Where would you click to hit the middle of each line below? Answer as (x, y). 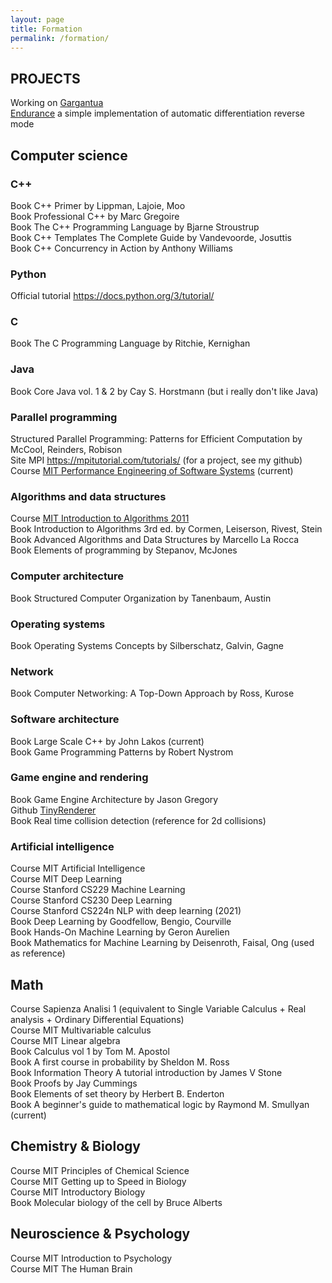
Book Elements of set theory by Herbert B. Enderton (117, 1093)
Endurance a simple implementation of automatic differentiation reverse (157, 113)
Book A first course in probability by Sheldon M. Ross (120, 1062)
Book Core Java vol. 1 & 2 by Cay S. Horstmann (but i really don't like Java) (164, 391)
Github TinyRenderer (53, 810)
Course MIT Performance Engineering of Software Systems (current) (152, 471)
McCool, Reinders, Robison (66, 450)
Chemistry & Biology (75, 1146)
